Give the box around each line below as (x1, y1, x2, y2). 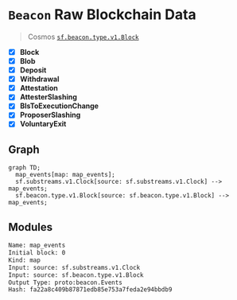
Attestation (19, 84, 58, 93)
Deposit (19, 65, 47, 75)
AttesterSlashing (19, 92, 78, 102)
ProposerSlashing (19, 110, 81, 120)
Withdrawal (19, 74, 60, 84)
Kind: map (8, 256, 41, 264)
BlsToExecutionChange (19, 101, 99, 111)
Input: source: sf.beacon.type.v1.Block (8, 271, 145, 279)
